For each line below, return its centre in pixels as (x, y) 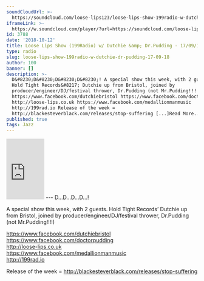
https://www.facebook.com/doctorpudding (60, 240)
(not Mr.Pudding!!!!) (31, 222)
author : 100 (21, 63)
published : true (27, 119)
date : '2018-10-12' (31, 40)
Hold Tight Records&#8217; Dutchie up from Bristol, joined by (93, 86)
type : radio (21, 52)
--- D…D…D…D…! (67, 197)
